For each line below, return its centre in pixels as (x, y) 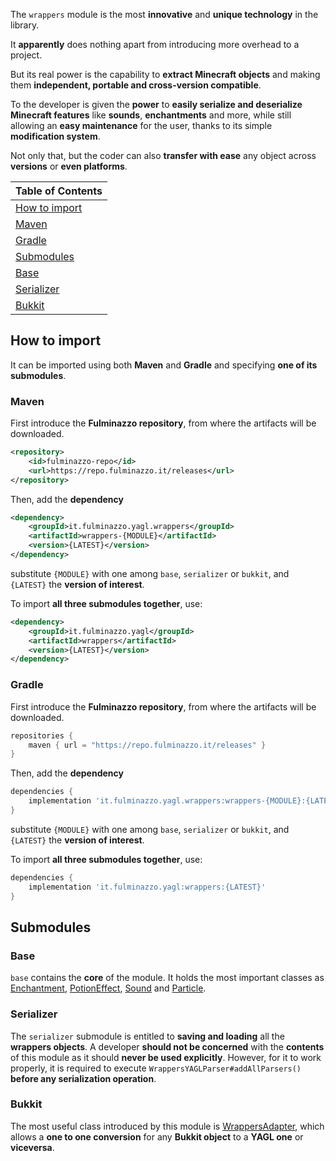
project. (26, 55)
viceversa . (32, 1147)
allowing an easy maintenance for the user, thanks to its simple (141, 125)
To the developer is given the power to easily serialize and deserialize (156, 104)
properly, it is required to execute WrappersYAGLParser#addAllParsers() (156, 1068)
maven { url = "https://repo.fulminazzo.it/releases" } (147, 745)
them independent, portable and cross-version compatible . (136, 85)
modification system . (55, 136)
